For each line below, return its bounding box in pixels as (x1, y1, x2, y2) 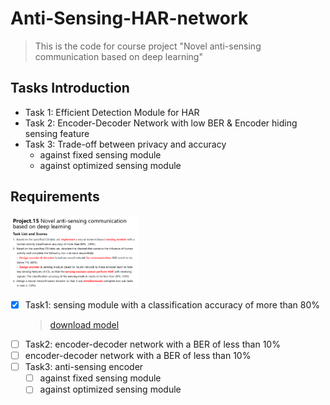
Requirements (10, 188, 100, 206)
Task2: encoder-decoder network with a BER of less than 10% (24, 338, 281, 351)
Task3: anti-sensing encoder (24, 361, 144, 373)
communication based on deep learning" (34, 50, 203, 62)
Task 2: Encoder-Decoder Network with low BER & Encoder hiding (24, 117, 298, 129)
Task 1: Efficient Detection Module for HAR (24, 106, 200, 118)
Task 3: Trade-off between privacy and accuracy (24, 138, 227, 150)
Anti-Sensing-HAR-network (10, 7, 249, 30)
